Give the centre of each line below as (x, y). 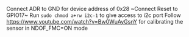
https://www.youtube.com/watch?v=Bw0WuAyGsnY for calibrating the (95, 22)
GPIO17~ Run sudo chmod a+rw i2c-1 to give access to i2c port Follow (94, 15)
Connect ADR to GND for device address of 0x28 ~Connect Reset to (92, 9)
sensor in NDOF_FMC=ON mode (47, 28)
